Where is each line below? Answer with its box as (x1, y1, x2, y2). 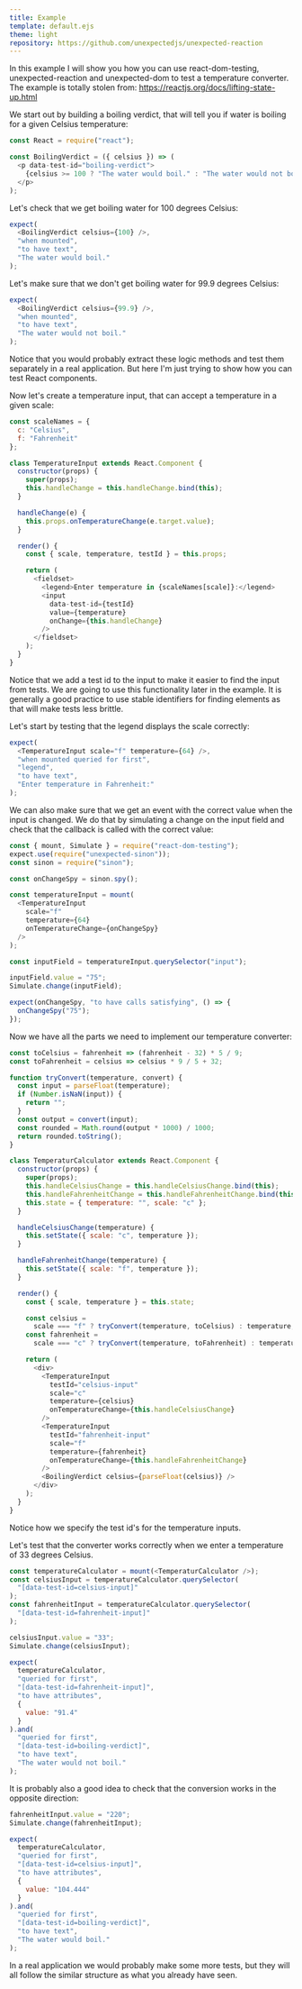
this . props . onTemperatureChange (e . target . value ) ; (25, 516, 216, 525)
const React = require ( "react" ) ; (9, 136, 135, 145)
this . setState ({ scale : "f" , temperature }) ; (25, 1264, 200, 1273)
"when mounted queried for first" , (17, 754, 151, 764)
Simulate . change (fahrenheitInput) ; (9, 1818, 143, 1828)
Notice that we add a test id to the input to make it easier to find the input (9, 674, 280, 685)
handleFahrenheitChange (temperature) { (17, 1256, 167, 1265)
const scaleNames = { (9, 417, 91, 426)
